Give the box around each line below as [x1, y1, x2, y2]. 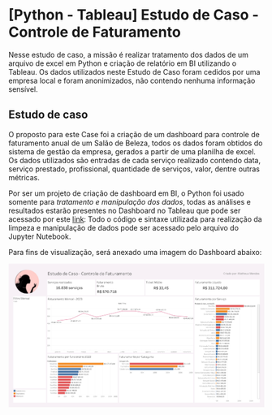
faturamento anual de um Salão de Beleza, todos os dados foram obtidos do [8, 138, 263, 148]
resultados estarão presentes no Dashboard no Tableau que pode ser [8, 205, 241, 215]
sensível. [8, 84, 38, 94]
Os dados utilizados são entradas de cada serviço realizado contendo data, [8, 155, 261, 165]
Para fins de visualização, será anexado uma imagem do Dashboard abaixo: [8, 247, 262, 257]
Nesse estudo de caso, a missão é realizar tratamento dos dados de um [8, 50, 249, 59]
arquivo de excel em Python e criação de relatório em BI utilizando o [8, 58, 237, 68]
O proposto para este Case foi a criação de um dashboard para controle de [8, 129, 260, 139]
